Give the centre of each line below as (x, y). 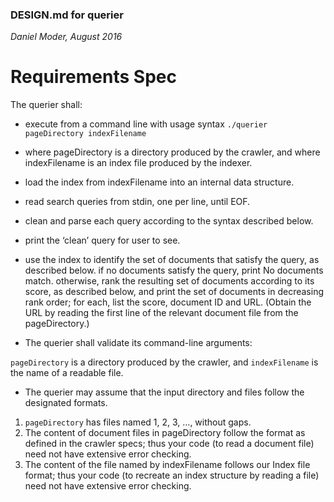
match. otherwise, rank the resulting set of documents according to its (169, 281)
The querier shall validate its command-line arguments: (138, 343)
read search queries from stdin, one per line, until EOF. (137, 202)
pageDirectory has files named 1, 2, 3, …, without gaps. (138, 422)
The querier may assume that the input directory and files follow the (164, 392)
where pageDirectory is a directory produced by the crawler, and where (172, 152)
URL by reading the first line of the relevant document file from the (161, 313)
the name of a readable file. (67, 373)
